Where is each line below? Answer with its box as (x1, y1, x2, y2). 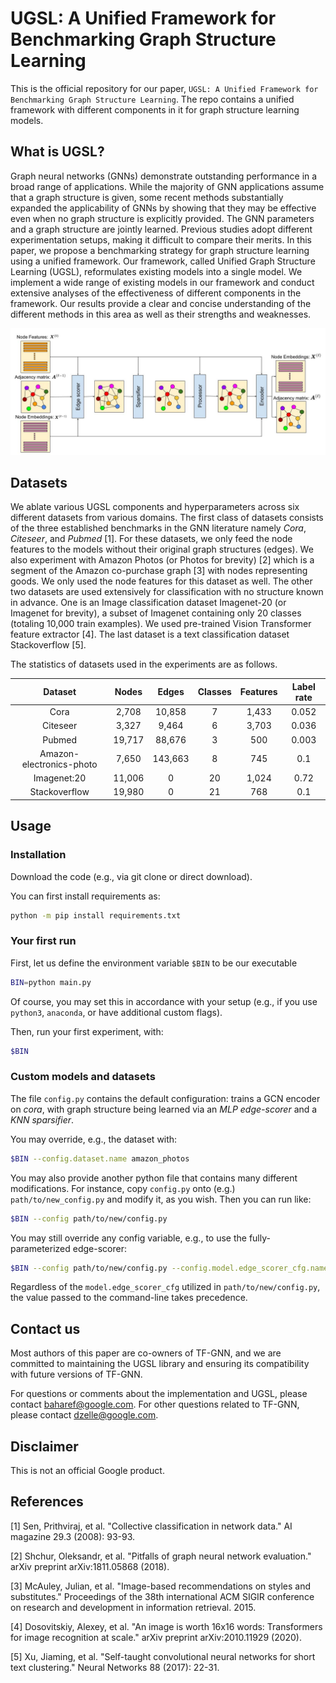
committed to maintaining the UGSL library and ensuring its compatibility (10, 1358, 310, 1370)
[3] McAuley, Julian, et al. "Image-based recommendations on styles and (10, 1580, 312, 1592)
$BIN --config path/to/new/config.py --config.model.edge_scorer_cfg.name (10, 1263, 329, 1273)
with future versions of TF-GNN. (10, 1368, 143, 1381)
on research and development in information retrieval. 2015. (10, 1601, 257, 1613)
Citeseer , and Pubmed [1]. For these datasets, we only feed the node (10, 533, 293, 545)
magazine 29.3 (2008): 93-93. (10, 1530, 136, 1542)
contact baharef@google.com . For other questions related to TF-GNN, (10, 1398, 300, 1411)
